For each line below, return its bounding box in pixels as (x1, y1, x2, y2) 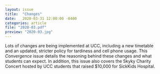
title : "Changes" (5, 12, 42, 16)
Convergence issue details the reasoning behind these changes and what (5, 53, 152, 59)
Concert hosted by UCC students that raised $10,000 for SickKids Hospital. (5, 63, 155, 69)
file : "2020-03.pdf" (5, 25, 47, 30)
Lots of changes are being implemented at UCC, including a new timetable (5, 43, 154, 48)
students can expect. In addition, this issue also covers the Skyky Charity (5, 59, 151, 64)
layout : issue (5, 7, 34, 12)
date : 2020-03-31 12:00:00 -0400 (5, 16, 77, 21)
